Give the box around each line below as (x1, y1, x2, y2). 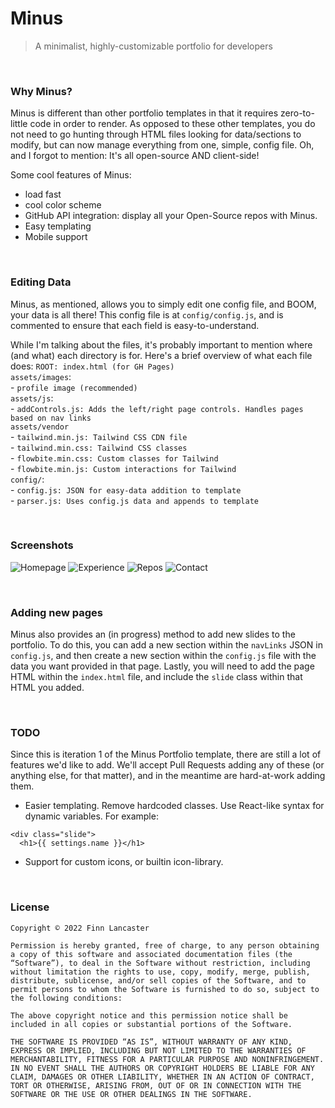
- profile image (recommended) (10, 381, 138, 393)
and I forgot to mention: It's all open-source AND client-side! (10, 150, 260, 162)
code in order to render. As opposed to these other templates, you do (29, 118, 316, 130)
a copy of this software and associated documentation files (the (10, 949, 293, 959)
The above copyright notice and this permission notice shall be (10, 1010, 288, 1021)
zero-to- (280, 107, 315, 119)
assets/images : (10, 370, 72, 382)
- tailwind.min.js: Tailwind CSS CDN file (10, 430, 188, 442)
